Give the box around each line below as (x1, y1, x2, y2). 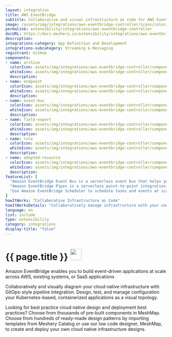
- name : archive (5, 60, 40, 65)
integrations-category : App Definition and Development (5, 41, 127, 46)
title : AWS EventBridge (5, 12, 56, 17)
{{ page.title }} (5, 251, 69, 263)
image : (5, 22, 19, 27)
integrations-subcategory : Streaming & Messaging (5, 46, 114, 51)
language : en (5, 207, 33, 213)
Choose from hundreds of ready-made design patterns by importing (5, 315, 149, 321)
